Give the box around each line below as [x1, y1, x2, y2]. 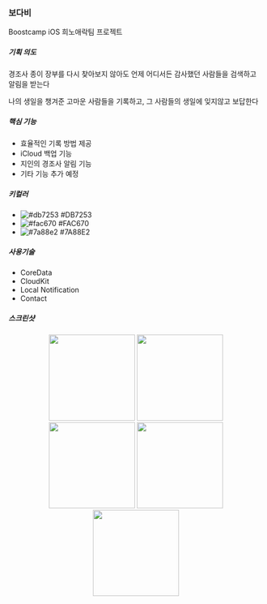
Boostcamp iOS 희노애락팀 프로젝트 [8, 27, 123, 37]
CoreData [19, 268, 53, 277]
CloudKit [19, 276, 50, 286]
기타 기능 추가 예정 [19, 169, 79, 179]
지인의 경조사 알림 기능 [19, 159, 92, 169]
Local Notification [19, 285, 79, 295]
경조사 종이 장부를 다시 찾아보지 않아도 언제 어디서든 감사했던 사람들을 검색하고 [8, 69, 257, 79]
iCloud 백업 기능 [19, 148, 73, 159]
